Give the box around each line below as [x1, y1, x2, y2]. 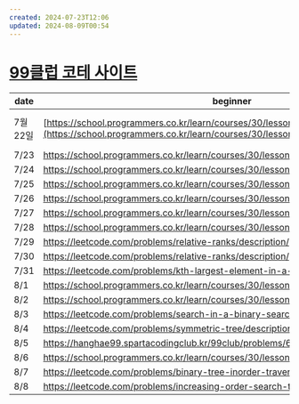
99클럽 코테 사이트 [9, 62, 138, 83]
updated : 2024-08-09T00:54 [9, 21, 109, 30]
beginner [212, 95, 252, 108]
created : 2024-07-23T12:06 [9, 12, 109, 22]
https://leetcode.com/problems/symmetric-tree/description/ [43, 322, 296, 335]
